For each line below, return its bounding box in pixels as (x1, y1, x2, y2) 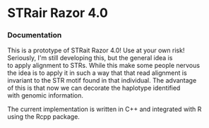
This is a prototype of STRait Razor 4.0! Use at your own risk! (7, 46, 185, 54)
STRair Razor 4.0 (7, 5, 108, 21)
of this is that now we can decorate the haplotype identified (7, 83, 181, 93)
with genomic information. (7, 91, 83, 100)
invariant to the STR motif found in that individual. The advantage (7, 76, 197, 85)
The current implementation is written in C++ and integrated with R (7, 105, 202, 114)
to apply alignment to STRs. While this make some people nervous (7, 62, 200, 70)
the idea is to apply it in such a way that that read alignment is (7, 69, 187, 77)
